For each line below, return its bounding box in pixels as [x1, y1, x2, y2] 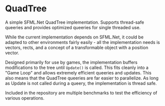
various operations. [5, 95, 44, 101]
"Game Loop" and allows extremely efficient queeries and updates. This [5, 70, 152, 75]
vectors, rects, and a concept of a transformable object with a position [5, 44, 148, 50]
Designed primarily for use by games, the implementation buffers [5, 59, 138, 65]
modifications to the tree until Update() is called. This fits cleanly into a [5, 65, 149, 71]
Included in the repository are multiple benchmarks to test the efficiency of [5, 90, 158, 96]
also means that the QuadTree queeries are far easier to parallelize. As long [5, 75, 159, 81]
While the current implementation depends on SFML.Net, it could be [5, 34, 144, 40]
